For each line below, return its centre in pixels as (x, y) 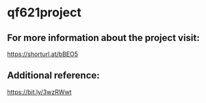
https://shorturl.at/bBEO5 (43, 54)
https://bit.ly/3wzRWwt (39, 92)
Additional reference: (54, 75)
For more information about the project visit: (103, 38)
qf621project (44, 13)
